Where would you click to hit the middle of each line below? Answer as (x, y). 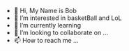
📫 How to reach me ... (46, 40)
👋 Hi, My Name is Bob (45, 11)
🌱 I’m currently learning (47, 25)
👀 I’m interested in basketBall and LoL (68, 18)
